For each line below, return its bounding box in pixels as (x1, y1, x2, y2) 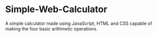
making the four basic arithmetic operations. (5, 25, 98, 31)
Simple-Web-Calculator (5, 4, 107, 15)
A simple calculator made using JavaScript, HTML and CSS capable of (5, 20, 152, 26)
